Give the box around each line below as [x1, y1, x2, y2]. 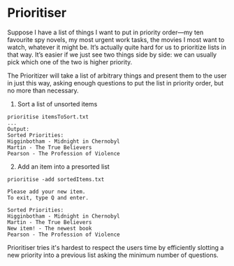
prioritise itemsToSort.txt [7, 113, 89, 120]
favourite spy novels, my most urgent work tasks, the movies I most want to [7, 35, 225, 43]
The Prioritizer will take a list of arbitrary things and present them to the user [7, 71, 227, 80]
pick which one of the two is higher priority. [7, 57, 133, 66]
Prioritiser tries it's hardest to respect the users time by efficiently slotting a [7, 243, 224, 251]
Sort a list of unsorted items [17, 99, 98, 108]
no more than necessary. [7, 86, 79, 94]
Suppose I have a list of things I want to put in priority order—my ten [7, 28, 204, 36]
